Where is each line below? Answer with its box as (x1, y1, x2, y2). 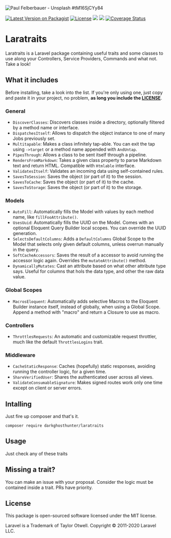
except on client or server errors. (12, 385, 82, 391)
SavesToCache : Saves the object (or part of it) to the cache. (12, 179, 135, 185)
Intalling (5, 400, 32, 408)
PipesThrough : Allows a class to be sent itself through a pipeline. (12, 152, 147, 158)
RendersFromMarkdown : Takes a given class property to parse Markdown (12, 157, 162, 163)
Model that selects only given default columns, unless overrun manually (12, 241, 164, 247)
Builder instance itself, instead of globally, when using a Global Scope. (12, 303, 161, 310)
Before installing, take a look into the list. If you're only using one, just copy (5, 89, 163, 96)
